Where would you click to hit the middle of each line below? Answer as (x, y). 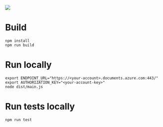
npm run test (19, 120)
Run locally (28, 65)
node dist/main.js (24, 87)
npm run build (20, 45)
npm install (17, 41)
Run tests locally (40, 107)
